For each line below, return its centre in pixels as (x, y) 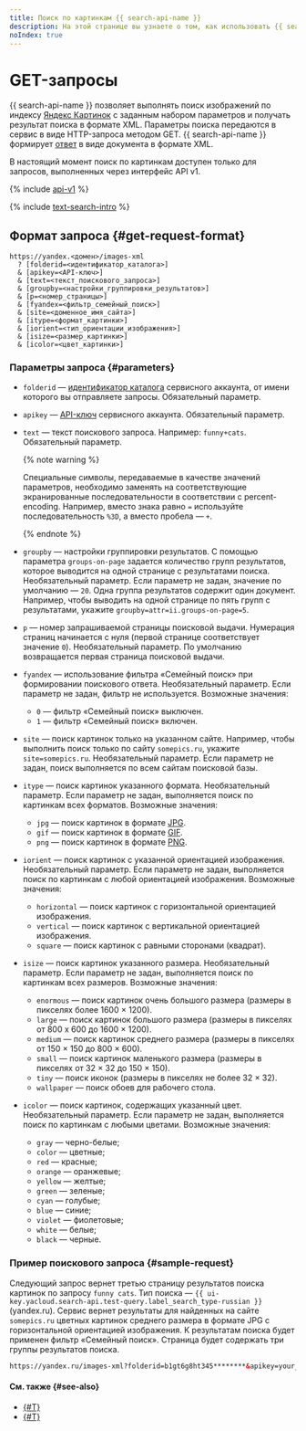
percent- (261, 497)
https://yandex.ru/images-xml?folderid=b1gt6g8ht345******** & (130, 1366)
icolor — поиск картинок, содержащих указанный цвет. (132, 1105)
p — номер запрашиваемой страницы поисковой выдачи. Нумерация (158, 627)
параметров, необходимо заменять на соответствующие (135, 487)
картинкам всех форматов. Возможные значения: (120, 805)
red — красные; (67, 1162)
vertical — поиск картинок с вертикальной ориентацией (148, 926)
